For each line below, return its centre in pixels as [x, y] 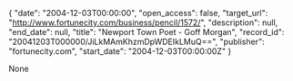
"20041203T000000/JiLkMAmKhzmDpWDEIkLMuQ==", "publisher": [136, 41]
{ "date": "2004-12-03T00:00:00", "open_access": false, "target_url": [138, 13]
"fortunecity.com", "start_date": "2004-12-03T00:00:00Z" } [120, 51]
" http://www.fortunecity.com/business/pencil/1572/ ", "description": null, [143, 22]
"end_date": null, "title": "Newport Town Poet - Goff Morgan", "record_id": [146, 32]
